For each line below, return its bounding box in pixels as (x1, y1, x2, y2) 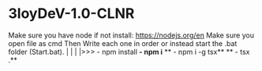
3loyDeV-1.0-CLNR (8, 5, 135, 23)
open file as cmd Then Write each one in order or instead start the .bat (8, 38, 238, 48)
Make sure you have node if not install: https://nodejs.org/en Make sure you (8, 30, 255, 40)
